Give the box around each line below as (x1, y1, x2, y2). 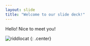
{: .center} (30, 35, 52, 41)
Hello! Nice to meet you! (5, 25, 56, 31)
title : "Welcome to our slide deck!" (5, 12, 85, 17)
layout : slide (5, 7, 36, 12)
